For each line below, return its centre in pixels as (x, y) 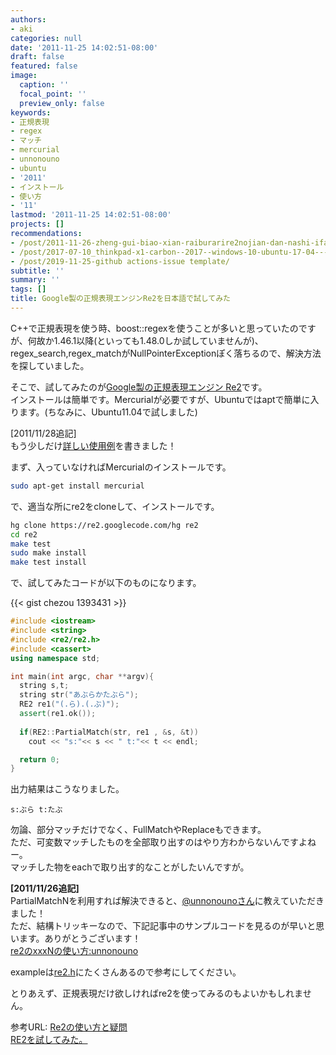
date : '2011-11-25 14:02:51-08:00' (84, 47)
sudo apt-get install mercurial (77, 486)
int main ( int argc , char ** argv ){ (82, 676)
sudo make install (48, 553)
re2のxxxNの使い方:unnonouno (74, 951)
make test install (48, 562)
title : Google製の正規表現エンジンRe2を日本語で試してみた (121, 299)
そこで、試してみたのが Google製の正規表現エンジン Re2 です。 (139, 387)
